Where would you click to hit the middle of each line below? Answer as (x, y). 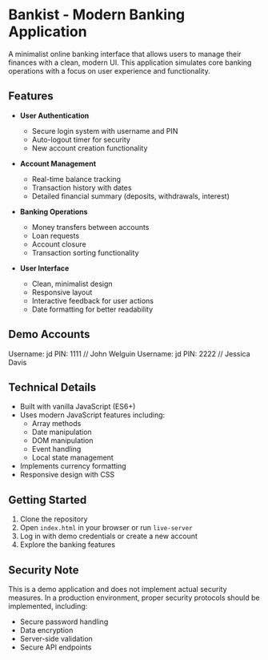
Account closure (59, 244)
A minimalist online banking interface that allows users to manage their (125, 54)
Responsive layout (62, 292)
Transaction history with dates (82, 187)
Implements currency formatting (73, 466)
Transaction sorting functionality (85, 252)
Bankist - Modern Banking (97, 15)
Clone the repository (54, 519)
